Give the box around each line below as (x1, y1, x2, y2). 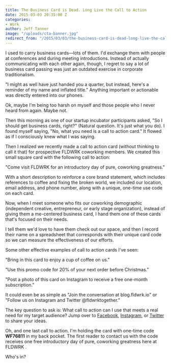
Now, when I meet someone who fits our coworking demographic (5, 200, 142, 206)
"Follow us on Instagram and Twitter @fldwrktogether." (5, 297, 121, 303)
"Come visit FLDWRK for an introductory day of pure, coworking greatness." (5, 164, 165, 170)
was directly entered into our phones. (5, 92, 84, 98)
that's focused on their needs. (5, 216, 69, 222)
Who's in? (5, 353, 26, 359)
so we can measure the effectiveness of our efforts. (5, 237, 114, 243)
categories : (5, 17, 31, 22)
